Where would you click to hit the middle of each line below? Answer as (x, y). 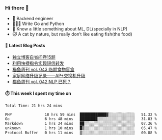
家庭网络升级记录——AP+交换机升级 (49, 75)
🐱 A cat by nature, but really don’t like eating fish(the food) (72, 34)
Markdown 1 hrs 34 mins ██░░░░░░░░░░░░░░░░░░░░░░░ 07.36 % (81, 124)
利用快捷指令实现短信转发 (38, 63)
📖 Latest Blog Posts (25, 45)
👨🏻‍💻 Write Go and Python (38, 24)
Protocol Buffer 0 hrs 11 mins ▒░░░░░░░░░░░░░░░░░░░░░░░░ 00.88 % (81, 133)
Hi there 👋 (17, 8)
